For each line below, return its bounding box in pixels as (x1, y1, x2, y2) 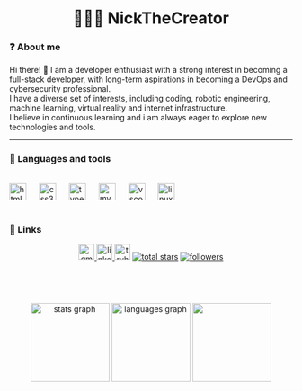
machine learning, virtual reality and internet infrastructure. (9, 102, 228, 113)
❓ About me (9, 40, 61, 53)
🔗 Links (9, 223, 42, 235)
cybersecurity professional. (9, 84, 111, 94)
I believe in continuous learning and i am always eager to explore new (9, 112, 268, 123)
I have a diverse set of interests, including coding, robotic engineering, (9, 93, 271, 104)
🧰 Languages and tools (9, 153, 111, 165)
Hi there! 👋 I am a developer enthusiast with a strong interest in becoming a (9, 65, 288, 76)
